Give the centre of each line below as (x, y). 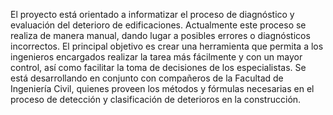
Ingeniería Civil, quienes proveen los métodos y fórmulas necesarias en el (162, 88)
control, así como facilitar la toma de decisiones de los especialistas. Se (158, 67)
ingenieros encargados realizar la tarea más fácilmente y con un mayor (156, 57)
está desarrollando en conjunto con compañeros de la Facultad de (147, 78)
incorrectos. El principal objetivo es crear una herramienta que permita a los (167, 46)
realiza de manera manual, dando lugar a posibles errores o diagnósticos (160, 35)
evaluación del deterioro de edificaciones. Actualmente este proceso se (158, 25)
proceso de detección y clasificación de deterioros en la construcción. (156, 99)
